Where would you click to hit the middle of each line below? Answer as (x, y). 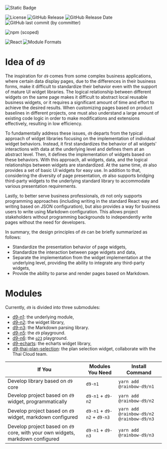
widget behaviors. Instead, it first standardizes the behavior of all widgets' (81, 144)
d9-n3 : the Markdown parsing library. (51, 327)
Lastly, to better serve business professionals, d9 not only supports (74, 196)
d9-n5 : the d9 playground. (39, 333)
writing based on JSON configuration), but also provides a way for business (83, 206)
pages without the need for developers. (45, 222)
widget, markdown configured (43, 417)
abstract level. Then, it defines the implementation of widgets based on (78, 154)
